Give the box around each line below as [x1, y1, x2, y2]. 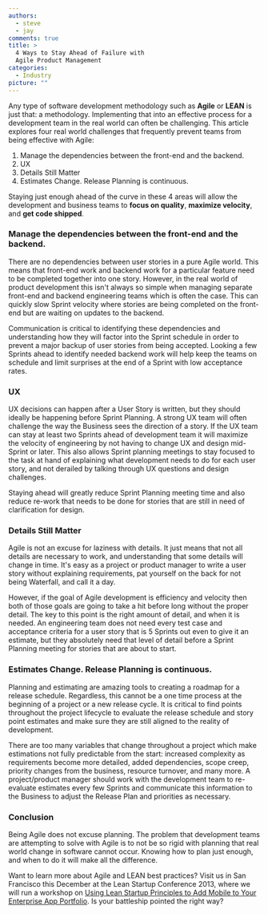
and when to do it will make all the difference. [8, 855, 158, 864]
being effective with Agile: [8, 135, 94, 144]
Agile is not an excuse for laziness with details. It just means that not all [8, 543, 243, 553]
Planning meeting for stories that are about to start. [8, 644, 177, 653]
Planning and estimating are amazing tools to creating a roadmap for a [8, 682, 240, 692]
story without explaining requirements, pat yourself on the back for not [8, 568, 242, 578]
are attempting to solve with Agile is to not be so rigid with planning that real [8, 838, 259, 847]
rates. [8, 366, 28, 375]
